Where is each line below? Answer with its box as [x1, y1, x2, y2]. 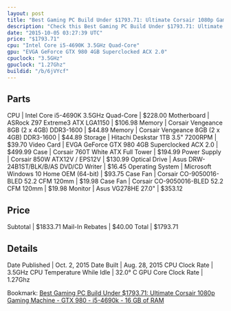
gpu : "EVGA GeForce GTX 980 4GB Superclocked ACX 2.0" [7, 49, 168, 56]
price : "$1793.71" [7, 36, 60, 43]
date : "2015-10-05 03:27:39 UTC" [7, 29, 103, 36]
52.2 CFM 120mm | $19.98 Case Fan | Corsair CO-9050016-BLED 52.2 [23, 177, 223, 186]
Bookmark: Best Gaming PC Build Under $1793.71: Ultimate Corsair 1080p [7, 288, 215, 297]
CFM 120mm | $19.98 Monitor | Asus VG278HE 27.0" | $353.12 [7, 184, 184, 193]
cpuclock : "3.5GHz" [7, 55, 63, 62]
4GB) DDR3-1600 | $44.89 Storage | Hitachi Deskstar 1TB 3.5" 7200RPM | [7, 133, 217, 142]
